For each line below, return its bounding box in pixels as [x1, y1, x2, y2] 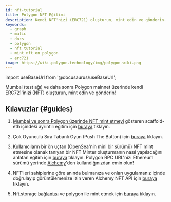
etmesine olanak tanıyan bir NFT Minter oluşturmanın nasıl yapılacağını [12, 149, 163, 155]
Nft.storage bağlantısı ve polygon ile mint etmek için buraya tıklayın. [12, 191, 156, 197]
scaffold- [145, 118, 165, 124]
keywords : [5, 22, 27, 27]
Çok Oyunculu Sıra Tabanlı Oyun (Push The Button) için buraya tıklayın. [12, 134, 163, 140]
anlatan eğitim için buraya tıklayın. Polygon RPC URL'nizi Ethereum [12, 155, 154, 161]
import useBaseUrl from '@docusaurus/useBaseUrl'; [5, 74, 117, 80]
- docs [10, 36, 24, 42]
